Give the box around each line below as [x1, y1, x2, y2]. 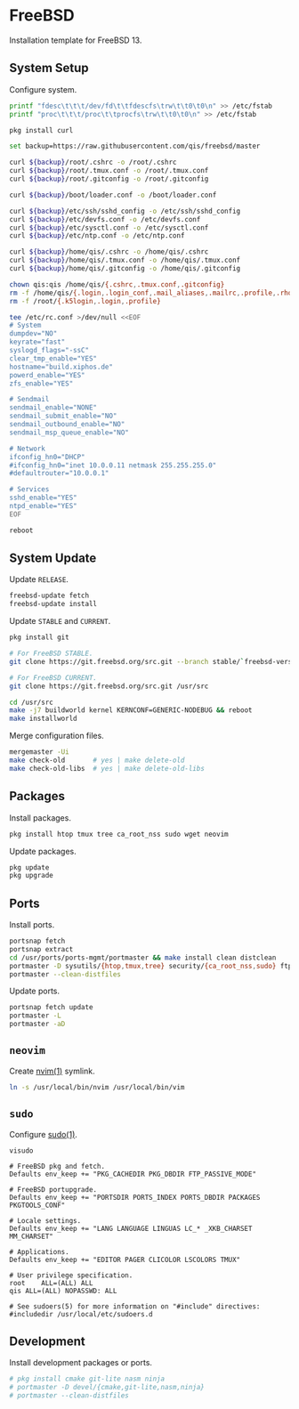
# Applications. [9, 1247, 69, 1256]
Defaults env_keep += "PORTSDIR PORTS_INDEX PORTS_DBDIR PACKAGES [9, 1193, 261, 1202]
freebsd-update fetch [9, 591, 90, 601]
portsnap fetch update [9, 1003, 93, 1012]
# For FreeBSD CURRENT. [9, 673, 98, 682]
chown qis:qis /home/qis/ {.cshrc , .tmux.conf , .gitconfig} [9, 279, 225, 289]
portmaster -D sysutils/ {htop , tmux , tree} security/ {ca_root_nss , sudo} [9, 961, 277, 970]
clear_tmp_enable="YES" [9, 353, 98, 363]
